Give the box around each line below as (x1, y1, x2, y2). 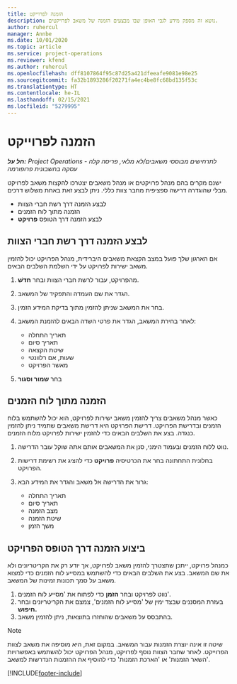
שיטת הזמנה (28, 514, 62, 523)
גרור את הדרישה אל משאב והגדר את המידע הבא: (17, 477, 149, 487)
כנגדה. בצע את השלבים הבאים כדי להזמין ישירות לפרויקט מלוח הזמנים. (7, 429, 196, 438)
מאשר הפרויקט (28, 360, 69, 369)
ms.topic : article (7, 43, 62, 50)
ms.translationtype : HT (7, 83, 78, 90)
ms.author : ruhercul (7, 63, 69, 70)
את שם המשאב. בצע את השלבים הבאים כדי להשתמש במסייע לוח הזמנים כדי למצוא (7, 569, 230, 577)
